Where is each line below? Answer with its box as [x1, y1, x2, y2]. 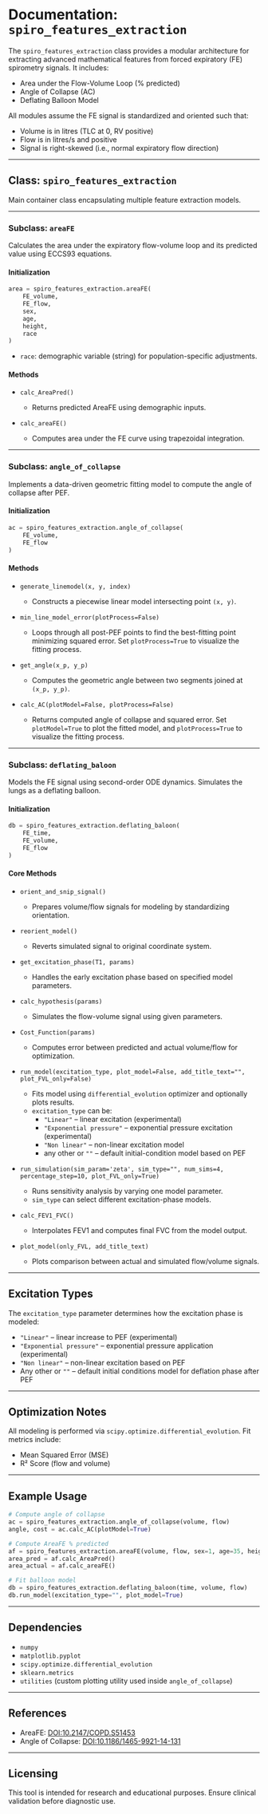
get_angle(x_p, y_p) [19, 661, 89, 670]
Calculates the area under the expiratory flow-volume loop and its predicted [8, 241, 258, 251]
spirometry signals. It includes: [8, 62, 109, 73]
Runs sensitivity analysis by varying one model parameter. [31, 1186, 223, 1196]
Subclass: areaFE [8, 222, 75, 233]
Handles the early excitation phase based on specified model [31, 972, 234, 982]
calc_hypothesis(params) [19, 998, 103, 1006]
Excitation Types [8, 1287, 93, 1301]
